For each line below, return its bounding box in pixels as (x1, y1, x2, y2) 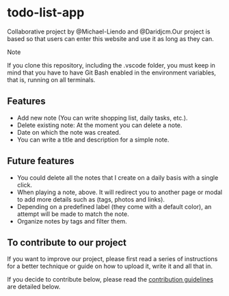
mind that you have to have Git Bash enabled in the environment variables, (7, 68, 217, 77)
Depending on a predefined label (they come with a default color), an (16, 202, 212, 211)
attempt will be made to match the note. (16, 210, 130, 218)
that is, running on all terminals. (7, 75, 96, 83)
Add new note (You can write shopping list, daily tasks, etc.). (16, 113, 188, 122)
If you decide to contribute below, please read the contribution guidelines (7, 275, 214, 284)
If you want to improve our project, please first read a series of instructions (7, 255, 218, 263)
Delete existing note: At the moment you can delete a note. (16, 121, 183, 129)
